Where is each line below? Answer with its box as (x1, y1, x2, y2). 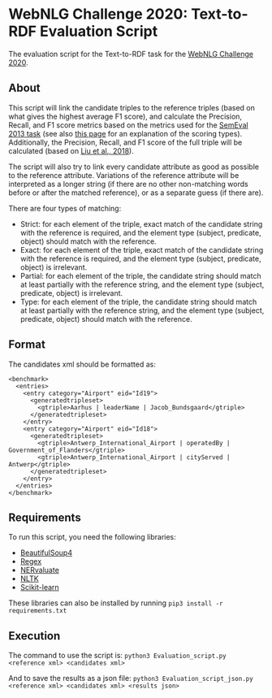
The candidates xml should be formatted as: (8, 359, 156, 369)
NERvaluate (19, 566, 59, 575)
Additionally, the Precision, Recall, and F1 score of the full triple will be (8, 137, 243, 147)
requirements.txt (8, 607, 67, 615)
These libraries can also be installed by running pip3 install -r (8, 598, 223, 608)
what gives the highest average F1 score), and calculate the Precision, (8, 111, 242, 121)
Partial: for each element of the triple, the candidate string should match (19, 271, 261, 280)
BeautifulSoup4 (19, 548, 73, 557)
